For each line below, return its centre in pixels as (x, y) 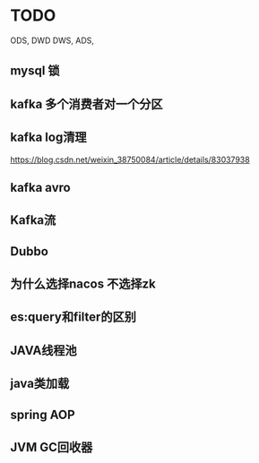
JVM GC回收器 (52, 447)
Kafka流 (33, 220)
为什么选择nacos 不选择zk (83, 284)
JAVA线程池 (43, 350)
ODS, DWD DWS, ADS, (52, 40)
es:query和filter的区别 (73, 317)
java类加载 (40, 384)
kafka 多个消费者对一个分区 (87, 104)
